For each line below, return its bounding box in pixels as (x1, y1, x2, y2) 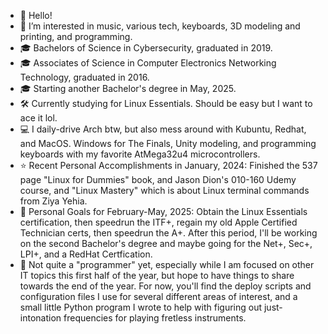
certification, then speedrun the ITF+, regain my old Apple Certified (19, 216, 298, 228)
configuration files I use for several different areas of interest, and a (19, 291, 298, 302)
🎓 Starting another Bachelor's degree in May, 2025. (19, 83, 237, 94)
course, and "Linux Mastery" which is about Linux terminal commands (19, 185, 310, 196)
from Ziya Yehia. (19, 195, 88, 207)
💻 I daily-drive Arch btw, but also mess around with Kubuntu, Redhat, (19, 123, 307, 135)
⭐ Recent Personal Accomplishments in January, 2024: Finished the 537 (19, 160, 318, 171)
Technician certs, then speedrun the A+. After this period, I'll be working (19, 227, 318, 239)
